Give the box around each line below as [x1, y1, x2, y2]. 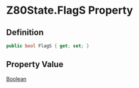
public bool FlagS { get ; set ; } [6, 43, 89, 49]
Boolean [6, 75, 27, 82]
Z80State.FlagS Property [6, 4, 133, 17]
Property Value [6, 59, 64, 70]
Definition [6, 27, 44, 37]
